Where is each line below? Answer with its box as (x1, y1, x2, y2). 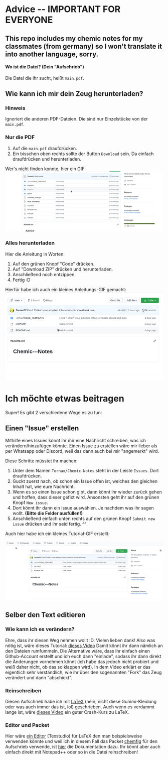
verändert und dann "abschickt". (5, 674, 73, 681)
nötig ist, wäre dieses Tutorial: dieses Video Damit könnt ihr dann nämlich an (5, 643, 163, 649)
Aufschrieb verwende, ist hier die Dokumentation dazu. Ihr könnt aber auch (5, 744, 160, 750)
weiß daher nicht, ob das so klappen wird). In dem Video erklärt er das (5, 664, 151, 670)
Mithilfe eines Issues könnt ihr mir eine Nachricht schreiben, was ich (5, 437, 146, 443)
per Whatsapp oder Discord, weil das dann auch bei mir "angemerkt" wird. (5, 448, 159, 454)
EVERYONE (5, 14, 53, 26)
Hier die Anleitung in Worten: (5, 251, 65, 257)
